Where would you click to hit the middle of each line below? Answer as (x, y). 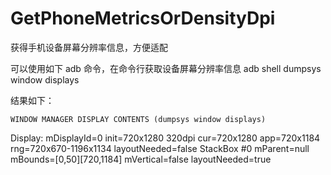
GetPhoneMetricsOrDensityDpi (143, 18)
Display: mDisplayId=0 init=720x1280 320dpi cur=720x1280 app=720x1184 (165, 138)
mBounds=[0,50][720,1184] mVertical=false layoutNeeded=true (141, 159)
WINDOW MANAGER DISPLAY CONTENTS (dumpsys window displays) (138, 119)
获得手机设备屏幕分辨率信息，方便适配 (89, 47)
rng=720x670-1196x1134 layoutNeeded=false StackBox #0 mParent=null (160, 148)
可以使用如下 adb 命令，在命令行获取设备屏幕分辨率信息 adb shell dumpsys (166, 68)
